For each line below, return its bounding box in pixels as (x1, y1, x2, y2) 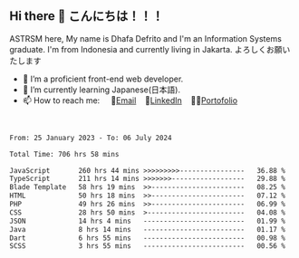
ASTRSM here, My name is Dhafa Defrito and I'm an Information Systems (9, 33, 283, 43)
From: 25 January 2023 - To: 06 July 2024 (9, 133, 172, 142)
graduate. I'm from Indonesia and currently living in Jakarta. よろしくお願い (9, 43, 291, 54)
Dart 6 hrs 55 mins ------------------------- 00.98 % (9, 234, 285, 243)
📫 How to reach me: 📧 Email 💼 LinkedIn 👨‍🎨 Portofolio (22, 94, 238, 106)
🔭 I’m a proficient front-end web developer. (22, 73, 184, 84)
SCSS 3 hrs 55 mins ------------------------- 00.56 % (9, 242, 285, 251)
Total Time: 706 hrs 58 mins (9, 149, 120, 158)
